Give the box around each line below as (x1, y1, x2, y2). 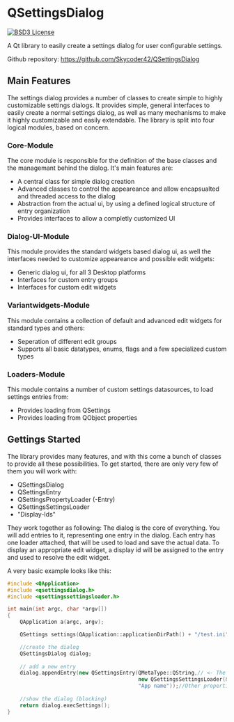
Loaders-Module (7, 369, 65, 379)
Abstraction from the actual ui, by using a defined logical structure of (17, 200, 216, 208)
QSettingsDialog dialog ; (19, 650, 92, 657)
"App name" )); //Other (138, 682, 201, 690)
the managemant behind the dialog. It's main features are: (7, 164, 173, 172)
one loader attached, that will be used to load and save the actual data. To (7, 538, 219, 547)
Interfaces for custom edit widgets (17, 283, 116, 292)
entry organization (17, 207, 70, 215)
